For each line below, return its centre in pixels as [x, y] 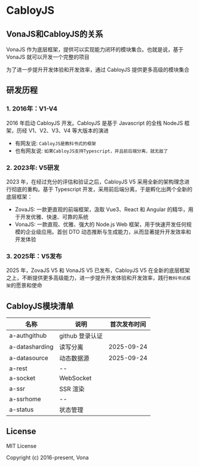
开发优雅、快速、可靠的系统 [54, 216]
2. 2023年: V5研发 [33, 167]
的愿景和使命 [26, 285]
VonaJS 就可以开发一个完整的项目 [48, 57]
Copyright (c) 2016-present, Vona [48, 457]
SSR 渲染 [72, 389]
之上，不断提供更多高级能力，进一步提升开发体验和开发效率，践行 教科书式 [96, 278]
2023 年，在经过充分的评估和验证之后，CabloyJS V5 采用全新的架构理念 [95, 181]
